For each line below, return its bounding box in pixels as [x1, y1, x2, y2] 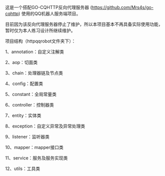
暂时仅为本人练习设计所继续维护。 [5, 27, 75, 33]
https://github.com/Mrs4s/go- [91, 4, 154, 10]
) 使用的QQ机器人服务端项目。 [18, 10, 81, 16]
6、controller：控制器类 [5, 102, 54, 107]
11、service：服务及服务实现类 [5, 155, 68, 161]
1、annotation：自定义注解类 [5, 49, 64, 54]
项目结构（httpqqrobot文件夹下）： [5, 38, 76, 44]
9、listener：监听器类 [5, 134, 50, 139]
